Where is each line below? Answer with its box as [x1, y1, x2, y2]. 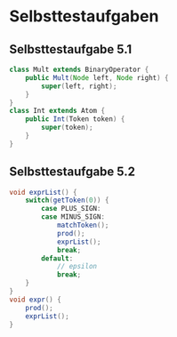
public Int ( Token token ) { [25, 115, 125, 124]
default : [41, 253, 74, 263]
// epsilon [56, 262, 98, 271]
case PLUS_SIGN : [41, 205, 101, 213]
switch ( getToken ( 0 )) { [25, 196, 109, 205]
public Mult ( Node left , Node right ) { [25, 73, 169, 82]
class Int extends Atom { [9, 107, 105, 116]
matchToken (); [56, 221, 109, 230]
